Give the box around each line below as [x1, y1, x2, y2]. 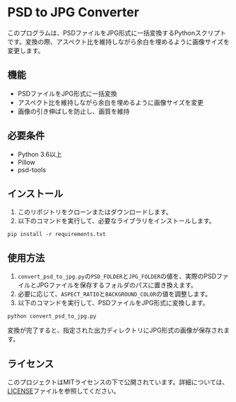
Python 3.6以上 [17, 150, 62, 158]
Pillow [17, 157, 35, 167]
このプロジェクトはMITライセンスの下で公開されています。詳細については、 [7, 378, 229, 386]
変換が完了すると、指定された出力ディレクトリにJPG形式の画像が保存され [7, 326, 224, 335]
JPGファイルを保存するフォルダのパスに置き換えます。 [36, 281, 197, 289]
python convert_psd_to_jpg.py [7, 313, 97, 320]
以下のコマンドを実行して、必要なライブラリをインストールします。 [17, 217, 215, 225]
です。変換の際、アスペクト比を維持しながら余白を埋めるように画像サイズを [7, 37, 230, 46]
